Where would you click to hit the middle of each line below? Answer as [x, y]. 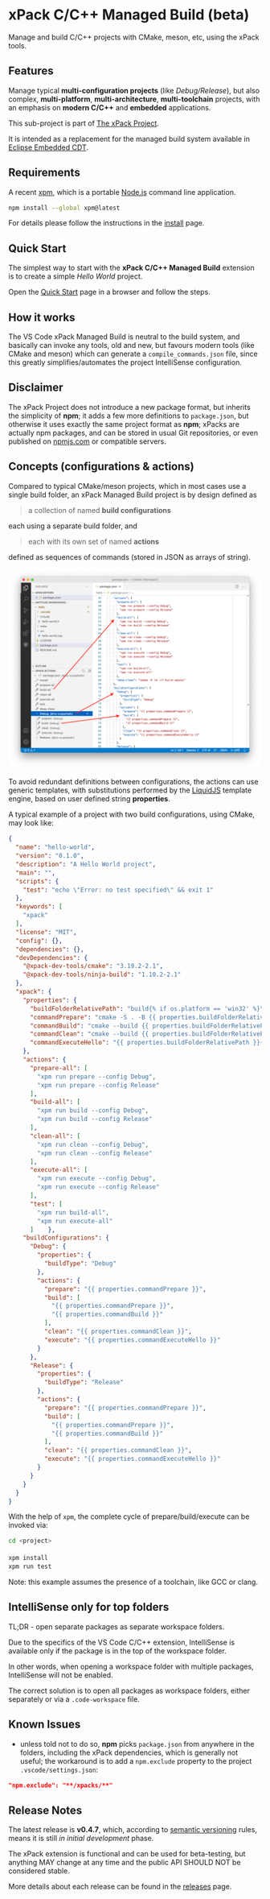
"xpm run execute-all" [75, 1221]
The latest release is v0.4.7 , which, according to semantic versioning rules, [133, 1830]
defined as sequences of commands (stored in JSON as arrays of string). [129, 556]
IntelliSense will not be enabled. [61, 1675]
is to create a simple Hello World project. [76, 276]
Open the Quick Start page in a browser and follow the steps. [109, 292]
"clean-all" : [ [55, 1136]
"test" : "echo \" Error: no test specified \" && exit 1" [119, 890]
